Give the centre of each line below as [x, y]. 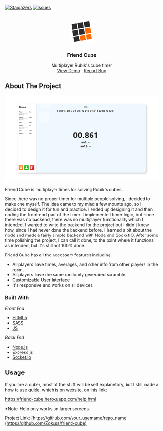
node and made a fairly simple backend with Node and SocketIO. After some [82, 235]
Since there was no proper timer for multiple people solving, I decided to [78, 199]
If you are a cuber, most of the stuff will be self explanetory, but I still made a [82, 384]
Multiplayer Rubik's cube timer [82, 65]
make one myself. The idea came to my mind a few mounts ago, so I [73, 204]
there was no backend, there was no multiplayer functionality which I [74, 219]
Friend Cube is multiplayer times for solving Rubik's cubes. [64, 189]
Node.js [20, 347]
